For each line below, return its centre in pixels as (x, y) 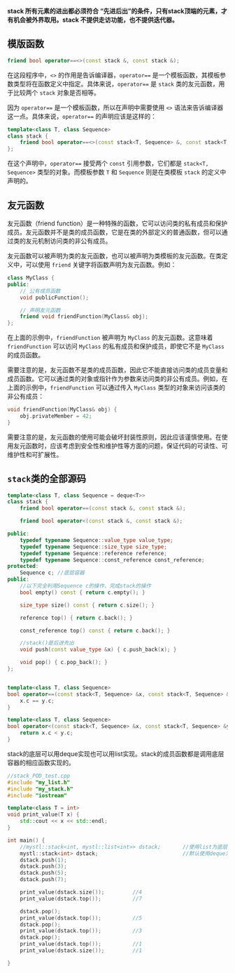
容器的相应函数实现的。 (41, 762)
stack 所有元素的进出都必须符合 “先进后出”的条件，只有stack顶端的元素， (114, 11)
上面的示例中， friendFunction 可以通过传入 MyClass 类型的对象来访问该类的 (116, 388)
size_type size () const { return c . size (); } (87, 605)
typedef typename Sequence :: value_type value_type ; (97, 540)
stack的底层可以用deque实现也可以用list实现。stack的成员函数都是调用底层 (116, 753)
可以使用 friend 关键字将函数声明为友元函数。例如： (101, 265)
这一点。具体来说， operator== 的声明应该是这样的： (82, 116)
